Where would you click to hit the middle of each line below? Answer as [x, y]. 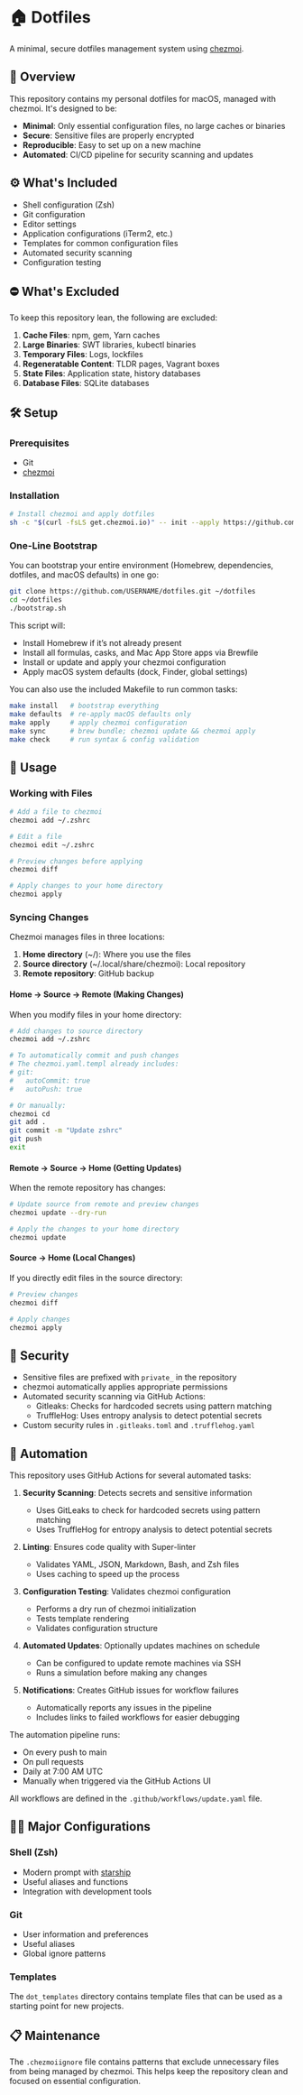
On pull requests [53, 1762]
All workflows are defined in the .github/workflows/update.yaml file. [136, 1798]
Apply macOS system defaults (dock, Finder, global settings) [135, 672]
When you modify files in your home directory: [96, 1014]
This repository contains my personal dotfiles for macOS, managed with [143, 98]
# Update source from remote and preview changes [105, 1204]
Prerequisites [39, 443]
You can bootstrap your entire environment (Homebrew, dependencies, [142, 566]
